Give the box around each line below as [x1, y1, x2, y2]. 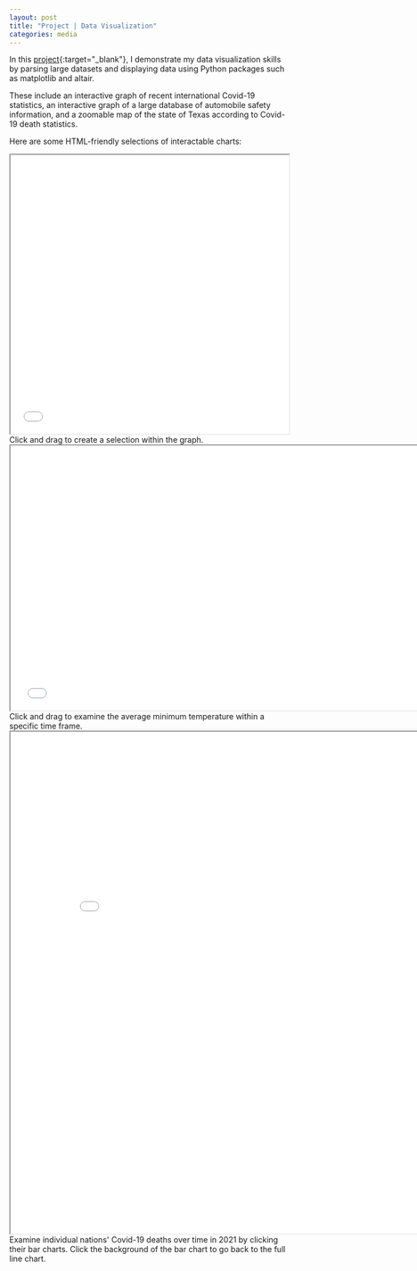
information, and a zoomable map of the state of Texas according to [9, 109, 258, 120]
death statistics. [19, 119, 78, 129]
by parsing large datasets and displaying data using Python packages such [9, 63, 285, 74]
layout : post [9, 12, 58, 22]
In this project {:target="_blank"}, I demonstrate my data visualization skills [9, 54, 282, 65]
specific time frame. [9, 720, 83, 732]
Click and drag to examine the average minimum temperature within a [9, 711, 265, 722]
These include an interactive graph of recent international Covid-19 [9, 90, 256, 101]
